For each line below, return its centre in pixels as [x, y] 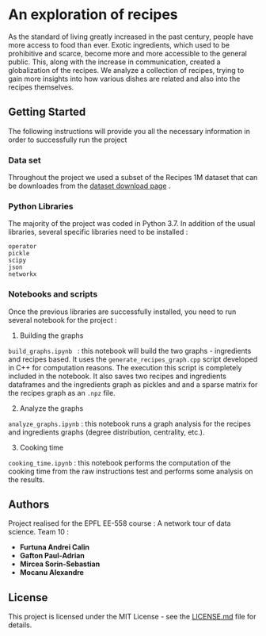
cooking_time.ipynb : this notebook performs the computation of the [120, 462]
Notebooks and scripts [53, 294]
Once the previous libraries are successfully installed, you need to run [122, 312]
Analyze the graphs [51, 408]
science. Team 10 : [39, 532]
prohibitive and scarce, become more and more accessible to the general [127, 53]
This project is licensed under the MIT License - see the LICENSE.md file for [132, 617]
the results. [27, 479]
